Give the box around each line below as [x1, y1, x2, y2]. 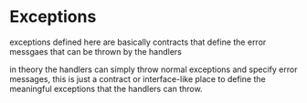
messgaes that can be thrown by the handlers [9, 46, 183, 57]
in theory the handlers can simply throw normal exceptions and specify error [9, 64, 298, 75]
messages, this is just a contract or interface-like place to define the [9, 73, 267, 84]
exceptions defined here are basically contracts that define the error [9, 36, 267, 47]
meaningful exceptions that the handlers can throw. [9, 83, 203, 94]
